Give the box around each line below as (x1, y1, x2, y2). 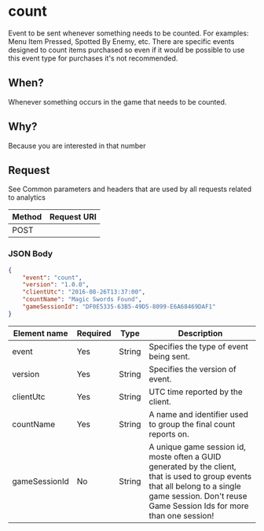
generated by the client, (148, 461, 237, 472)
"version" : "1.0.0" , (22, 281, 90, 289)
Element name (13, 327, 68, 338)
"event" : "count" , (22, 274, 82, 282)
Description (178, 327, 223, 338)
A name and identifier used (148, 408, 249, 419)
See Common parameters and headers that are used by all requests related (8, 184, 252, 194)
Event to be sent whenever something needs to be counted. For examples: (8, 28, 249, 38)
